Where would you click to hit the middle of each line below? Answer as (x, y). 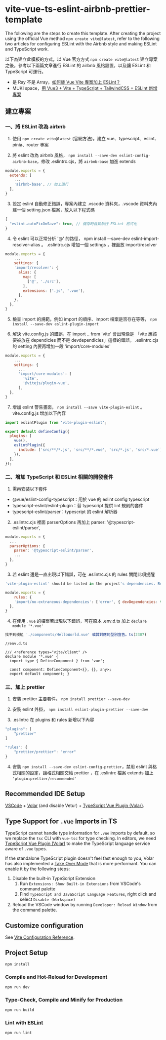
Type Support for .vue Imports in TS (61, 821)
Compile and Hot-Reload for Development (56, 977)
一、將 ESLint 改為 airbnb (35, 127)
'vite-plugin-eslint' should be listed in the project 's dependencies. (80, 584)
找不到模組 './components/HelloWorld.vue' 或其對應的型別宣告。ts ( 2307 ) (76, 635)
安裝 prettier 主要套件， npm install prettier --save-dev (71, 699)
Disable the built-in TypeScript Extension (54, 879)
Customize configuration (44, 925)
